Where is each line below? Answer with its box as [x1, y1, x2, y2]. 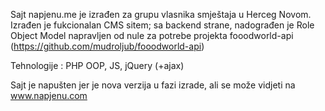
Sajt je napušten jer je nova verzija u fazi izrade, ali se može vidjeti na [10, 79, 296, 91]
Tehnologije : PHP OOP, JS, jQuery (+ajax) [10, 60, 185, 71]
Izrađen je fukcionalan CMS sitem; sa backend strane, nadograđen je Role [10, 19, 315, 31]
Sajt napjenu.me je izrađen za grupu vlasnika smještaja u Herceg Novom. [10, 9, 312, 20]
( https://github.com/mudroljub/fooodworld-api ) [10, 40, 205, 52]
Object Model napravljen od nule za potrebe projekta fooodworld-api [10, 30, 294, 41]
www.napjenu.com [10, 90, 88, 101]
